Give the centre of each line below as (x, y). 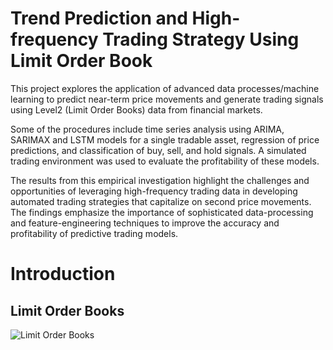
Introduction (63, 274)
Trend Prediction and (99, 18)
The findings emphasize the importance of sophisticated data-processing (162, 212)
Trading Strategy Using (201, 39)
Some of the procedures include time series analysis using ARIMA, (147, 129)
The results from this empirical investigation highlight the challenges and (160, 180)
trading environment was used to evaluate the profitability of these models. (165, 161)
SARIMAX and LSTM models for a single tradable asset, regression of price (165, 139)
